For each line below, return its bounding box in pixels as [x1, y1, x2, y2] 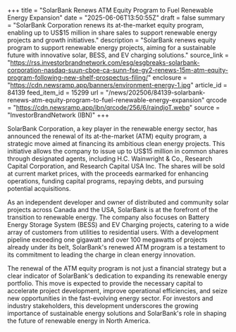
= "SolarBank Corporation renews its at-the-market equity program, [7, 21, 204, 29]
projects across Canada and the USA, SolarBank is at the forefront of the [7, 206, 218, 214]
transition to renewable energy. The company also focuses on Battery [7, 213, 210, 221]
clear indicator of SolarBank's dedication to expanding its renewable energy [7, 271, 228, 280]
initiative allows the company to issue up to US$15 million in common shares [7, 147, 229, 155]
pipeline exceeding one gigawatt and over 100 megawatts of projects [7, 235, 208, 244]
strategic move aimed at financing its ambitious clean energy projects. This [7, 140, 225, 147]
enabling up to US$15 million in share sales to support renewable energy [7, 28, 217, 37]
